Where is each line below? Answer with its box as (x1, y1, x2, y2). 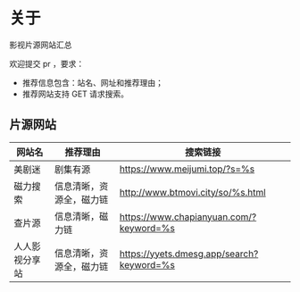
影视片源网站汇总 (9, 39, 72, 50)
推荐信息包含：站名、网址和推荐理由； (21, 77, 163, 88)
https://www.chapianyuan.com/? (119, 211, 257, 223)
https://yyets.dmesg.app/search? (119, 247, 259, 260)
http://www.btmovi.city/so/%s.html (119, 186, 266, 198)
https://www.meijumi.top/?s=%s (119, 163, 255, 175)
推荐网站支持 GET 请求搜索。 (21, 88, 129, 99)
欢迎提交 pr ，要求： (9, 58, 85, 69)
